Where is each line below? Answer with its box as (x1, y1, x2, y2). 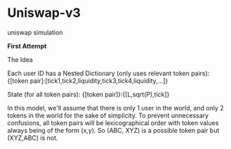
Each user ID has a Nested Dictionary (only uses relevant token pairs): (7, 69, 210, 77)
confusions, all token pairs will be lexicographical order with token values (7, 118, 219, 127)
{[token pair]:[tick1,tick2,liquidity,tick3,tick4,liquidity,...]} (7, 76, 169, 85)
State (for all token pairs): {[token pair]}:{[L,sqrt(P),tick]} (7, 90, 170, 98)
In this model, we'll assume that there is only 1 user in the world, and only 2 (7, 103, 225, 112)
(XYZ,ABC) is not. (7, 134, 58, 142)
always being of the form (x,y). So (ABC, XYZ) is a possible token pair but (7, 126, 220, 134)
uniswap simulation (7, 28, 63, 37)
